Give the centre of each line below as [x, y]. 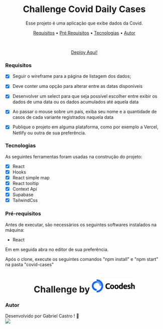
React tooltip [26, 184]
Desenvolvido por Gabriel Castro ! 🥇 [42, 316]
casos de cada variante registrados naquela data [63, 117]
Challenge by [62, 289]
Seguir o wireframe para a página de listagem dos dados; [72, 76]
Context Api [25, 189]
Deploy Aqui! [84, 52]
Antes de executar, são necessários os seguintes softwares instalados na [81, 225]
